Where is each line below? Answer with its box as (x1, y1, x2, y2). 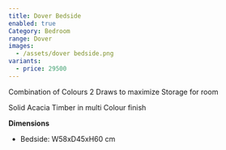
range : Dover (8, 34, 53, 43)
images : (8, 42, 35, 50)
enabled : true (8, 19, 57, 28)
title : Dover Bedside (8, 11, 82, 20)
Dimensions (8, 118, 50, 128)
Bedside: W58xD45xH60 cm (19, 134, 116, 144)
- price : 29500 (15, 65, 67, 73)
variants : (8, 58, 42, 66)
